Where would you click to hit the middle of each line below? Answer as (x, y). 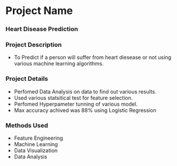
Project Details (27, 79)
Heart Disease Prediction (42, 29)
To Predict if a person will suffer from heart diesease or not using (93, 57)
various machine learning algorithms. (59, 64)
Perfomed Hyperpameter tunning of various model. (76, 104)
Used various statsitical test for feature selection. (73, 98)
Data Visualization (36, 151)
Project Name (39, 11)
